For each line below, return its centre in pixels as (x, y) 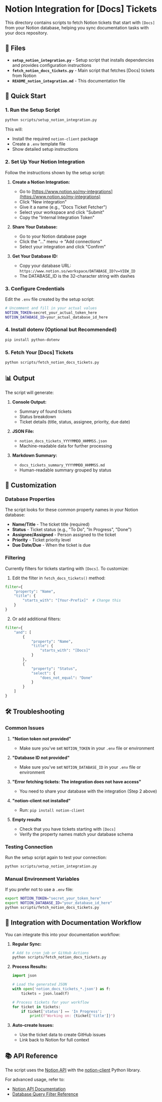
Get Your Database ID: (35, 256)
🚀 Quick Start (26, 96)
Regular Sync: (27, 944)
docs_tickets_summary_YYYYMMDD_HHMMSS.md (62, 465)
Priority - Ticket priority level (41, 540)
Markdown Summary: (35, 455)
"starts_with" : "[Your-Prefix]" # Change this (72, 601)
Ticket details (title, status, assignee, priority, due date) (75, 422)
